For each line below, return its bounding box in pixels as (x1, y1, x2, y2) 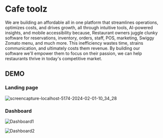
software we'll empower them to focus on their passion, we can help (5, 50, 142, 56)
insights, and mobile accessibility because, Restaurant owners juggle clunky (5, 30, 158, 35)
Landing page (5, 84, 38, 91)
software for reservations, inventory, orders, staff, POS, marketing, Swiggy (5, 35, 155, 41)
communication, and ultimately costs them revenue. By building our (5, 45, 140, 51)
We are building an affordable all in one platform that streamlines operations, (5, 19, 159, 25)
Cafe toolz (5, 3, 48, 15)
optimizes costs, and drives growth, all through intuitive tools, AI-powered (5, 24, 153, 30)
